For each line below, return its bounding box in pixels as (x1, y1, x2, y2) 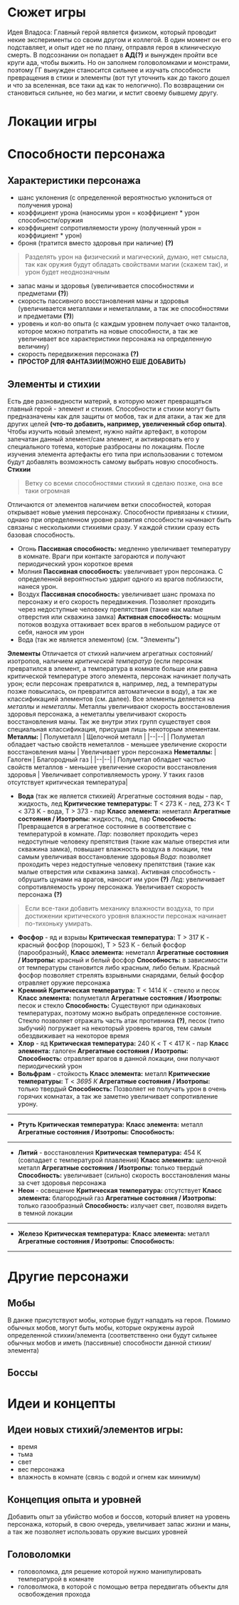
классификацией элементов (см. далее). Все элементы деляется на (7, 694, 215, 703)
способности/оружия (17, 216, 83, 225)
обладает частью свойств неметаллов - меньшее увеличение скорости (7, 739, 228, 749)
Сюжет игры (7, 4, 87, 21)
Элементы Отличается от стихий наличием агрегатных (7, 649, 177, 657)
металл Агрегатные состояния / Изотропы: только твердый (17, 1163, 203, 1171)
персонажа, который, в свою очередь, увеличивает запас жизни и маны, (7, 1520, 231, 1529)
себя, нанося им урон (17, 627, 85, 636)
